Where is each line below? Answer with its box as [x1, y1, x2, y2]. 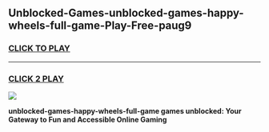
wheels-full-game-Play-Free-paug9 [8, 19, 192, 33]
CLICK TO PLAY [8, 43, 70, 54]
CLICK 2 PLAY [8, 73, 64, 84]
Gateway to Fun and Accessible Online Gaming [8, 114, 167, 124]
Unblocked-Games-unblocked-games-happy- [8, 6, 244, 20]
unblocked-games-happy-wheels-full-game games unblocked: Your [8, 106, 242, 115]
